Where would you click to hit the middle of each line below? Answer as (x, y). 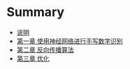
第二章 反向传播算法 (45, 49)
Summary (35, 12)
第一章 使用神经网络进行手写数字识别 (70, 41)
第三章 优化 (33, 58)
